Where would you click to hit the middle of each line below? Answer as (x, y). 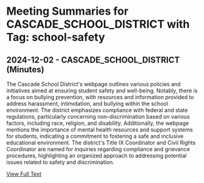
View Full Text (24, 174)
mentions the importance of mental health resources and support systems (100, 129)
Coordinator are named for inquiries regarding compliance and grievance (98, 149)
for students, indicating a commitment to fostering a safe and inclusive (95, 136)
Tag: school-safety (56, 37)
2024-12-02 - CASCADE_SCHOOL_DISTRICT (93, 60)
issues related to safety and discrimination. (60, 162)
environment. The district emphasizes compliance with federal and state (97, 110)
